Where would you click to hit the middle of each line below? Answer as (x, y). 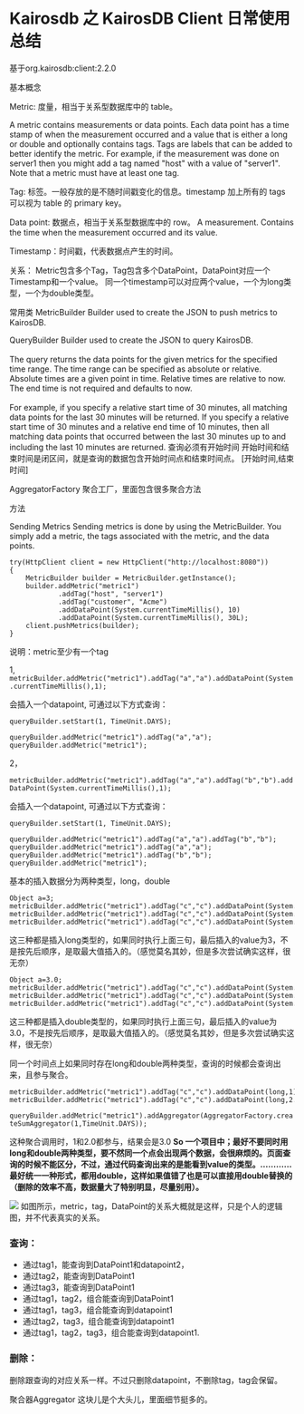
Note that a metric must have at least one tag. (95, 172)
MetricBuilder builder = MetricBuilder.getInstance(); (131, 578)
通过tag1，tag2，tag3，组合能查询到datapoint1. (111, 1332)
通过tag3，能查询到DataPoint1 (79, 1287)
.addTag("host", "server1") (111, 594)
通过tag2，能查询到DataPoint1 (79, 1276)
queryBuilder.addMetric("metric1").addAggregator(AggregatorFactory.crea (152, 1116)
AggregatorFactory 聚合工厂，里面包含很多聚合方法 (105, 489)
